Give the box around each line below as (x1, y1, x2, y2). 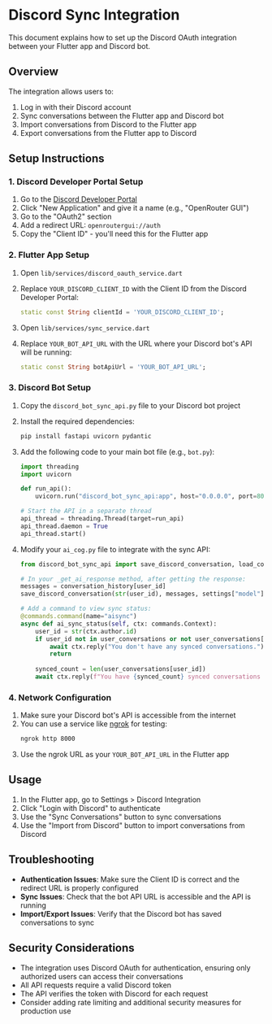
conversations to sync (19, 917, 95, 927)
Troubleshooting (8, 852, 95, 867)
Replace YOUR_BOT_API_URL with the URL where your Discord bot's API (19, 338, 253, 348)
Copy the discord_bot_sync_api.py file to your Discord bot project (19, 400, 241, 410)
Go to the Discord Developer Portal (19, 194, 138, 204)
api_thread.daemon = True (19, 522, 108, 530)
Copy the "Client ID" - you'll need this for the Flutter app (19, 229, 209, 239)
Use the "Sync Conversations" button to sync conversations (19, 812, 222, 821)
